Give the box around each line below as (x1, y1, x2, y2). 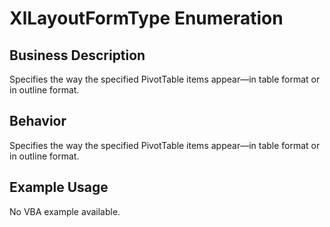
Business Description (9, 47, 146, 64)
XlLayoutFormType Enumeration (9, 7, 284, 30)
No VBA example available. (9, 205, 121, 217)
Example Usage (9, 179, 109, 196)
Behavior (9, 113, 67, 130)
